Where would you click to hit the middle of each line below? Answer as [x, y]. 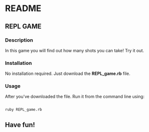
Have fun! [20, 125]
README [23, 8]
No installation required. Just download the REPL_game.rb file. [68, 73]
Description [19, 40]
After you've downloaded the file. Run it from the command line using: [75, 97]
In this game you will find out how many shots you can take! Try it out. [74, 50]
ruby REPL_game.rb [23, 110]
